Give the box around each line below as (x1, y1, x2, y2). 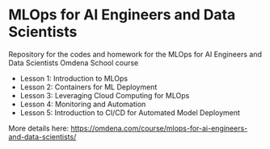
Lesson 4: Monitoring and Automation (19, 99, 146, 109)
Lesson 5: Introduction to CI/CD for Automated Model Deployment (19, 107, 241, 118)
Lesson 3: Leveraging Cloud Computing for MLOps (19, 90, 190, 100)
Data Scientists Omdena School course (8, 58, 139, 68)
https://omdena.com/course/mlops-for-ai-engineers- (70, 123, 248, 133)
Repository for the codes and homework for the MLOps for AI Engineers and (8, 49, 263, 59)
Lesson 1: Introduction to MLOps (19, 73, 128, 83)
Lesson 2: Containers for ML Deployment (19, 82, 158, 92)
